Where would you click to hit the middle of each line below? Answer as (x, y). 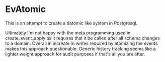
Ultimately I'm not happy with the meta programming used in (68, 32)
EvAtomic (26, 9)
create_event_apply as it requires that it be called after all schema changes (82, 38)
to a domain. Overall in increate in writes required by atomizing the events (81, 43)
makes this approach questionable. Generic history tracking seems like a (80, 48)
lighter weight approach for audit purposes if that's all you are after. (75, 54)
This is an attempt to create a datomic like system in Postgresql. (71, 23)
